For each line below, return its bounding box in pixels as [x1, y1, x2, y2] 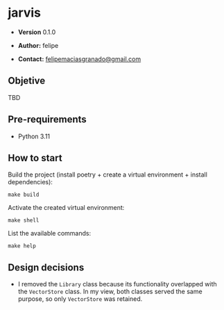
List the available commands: [8, 229, 92, 238]
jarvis [8, 5, 41, 21]
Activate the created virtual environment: [8, 204, 125, 212]
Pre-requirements [8, 113, 87, 126]
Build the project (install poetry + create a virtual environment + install [8, 170, 207, 179]
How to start [8, 152, 62, 164]
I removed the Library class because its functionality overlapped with [17, 280, 217, 288]
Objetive [8, 75, 46, 87]
